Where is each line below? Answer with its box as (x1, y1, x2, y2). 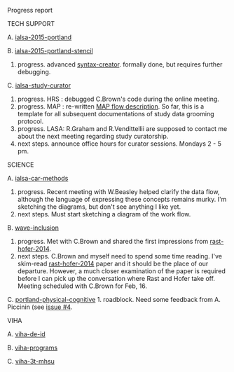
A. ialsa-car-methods (7, 174, 69, 182)
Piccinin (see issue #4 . (7, 303, 73, 311)
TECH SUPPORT (7, 20, 55, 27)
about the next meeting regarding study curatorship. (17, 132, 169, 140)
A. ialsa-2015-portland (7, 33, 72, 41)
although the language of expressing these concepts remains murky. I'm (17, 195, 227, 203)
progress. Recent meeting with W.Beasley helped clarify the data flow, (17, 188, 220, 195)
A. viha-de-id (7, 330, 46, 338)
